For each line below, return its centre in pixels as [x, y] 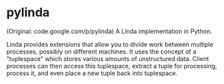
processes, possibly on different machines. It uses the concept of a [101, 51]
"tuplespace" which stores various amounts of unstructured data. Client [108, 58]
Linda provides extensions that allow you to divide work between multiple [110, 44]
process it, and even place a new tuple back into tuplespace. [92, 73]
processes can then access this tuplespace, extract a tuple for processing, [112, 66]
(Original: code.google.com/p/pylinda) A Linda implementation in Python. [110, 31]
